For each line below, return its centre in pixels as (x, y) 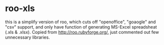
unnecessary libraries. (27, 37)
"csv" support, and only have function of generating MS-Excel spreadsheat (81, 27)
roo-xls (20, 8)
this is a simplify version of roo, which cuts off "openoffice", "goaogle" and (81, 22)
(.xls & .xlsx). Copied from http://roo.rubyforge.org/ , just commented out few (82, 32)
